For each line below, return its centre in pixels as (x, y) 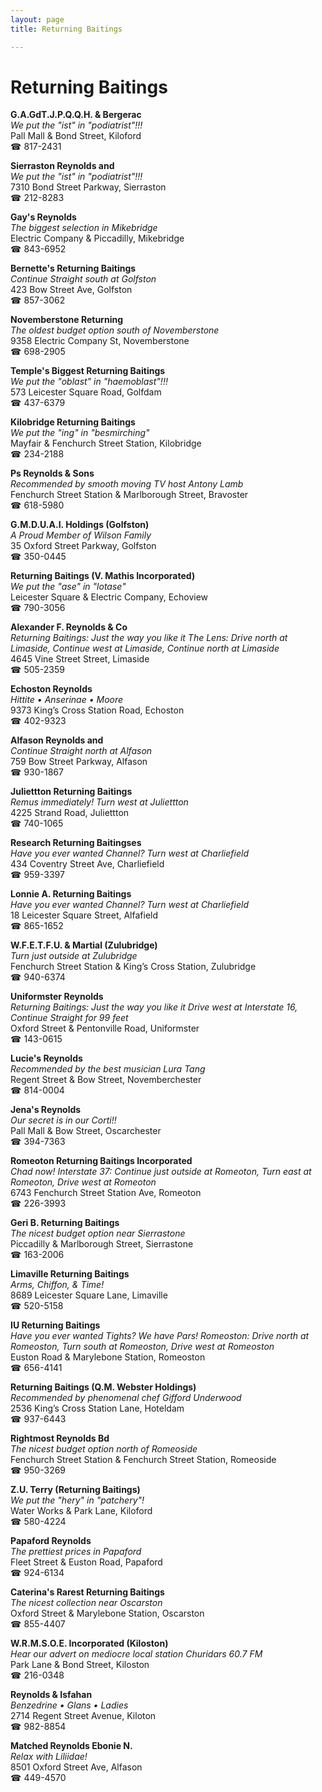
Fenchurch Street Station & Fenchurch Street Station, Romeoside (143, 1460)
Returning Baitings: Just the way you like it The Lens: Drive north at (149, 638)
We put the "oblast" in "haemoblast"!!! (89, 382)
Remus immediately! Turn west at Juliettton (99, 802)
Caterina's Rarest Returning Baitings (87, 1592)
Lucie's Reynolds (46, 1058)
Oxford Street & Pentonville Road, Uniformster (105, 1028)
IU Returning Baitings (55, 1325)
